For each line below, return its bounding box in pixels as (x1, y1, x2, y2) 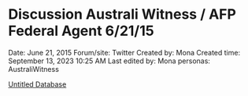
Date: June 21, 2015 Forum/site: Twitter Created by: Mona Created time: (8, 48, 241, 57)
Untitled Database (8, 80, 67, 89)
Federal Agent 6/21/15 (8, 22, 155, 40)
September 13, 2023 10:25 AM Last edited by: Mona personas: (8, 56, 211, 66)
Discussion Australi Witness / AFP (8, 5, 236, 23)
